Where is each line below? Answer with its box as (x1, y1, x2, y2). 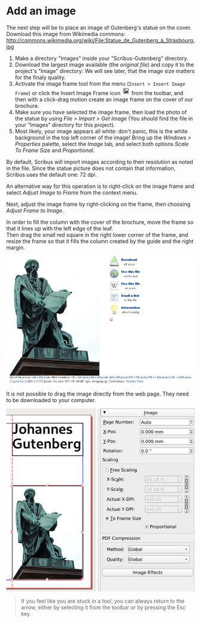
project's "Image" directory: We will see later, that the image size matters (14, 67, 195, 74)
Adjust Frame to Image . (6, 206, 64, 214)
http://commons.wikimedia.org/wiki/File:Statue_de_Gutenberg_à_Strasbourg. (6, 37, 195, 44)
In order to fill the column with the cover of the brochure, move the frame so (6, 218, 194, 226)
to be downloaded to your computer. (6, 397, 96, 404)
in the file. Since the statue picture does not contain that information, (6, 165, 175, 172)
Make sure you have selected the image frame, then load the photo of (14, 108, 187, 116)
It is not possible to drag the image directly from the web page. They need (6, 390, 189, 397)
